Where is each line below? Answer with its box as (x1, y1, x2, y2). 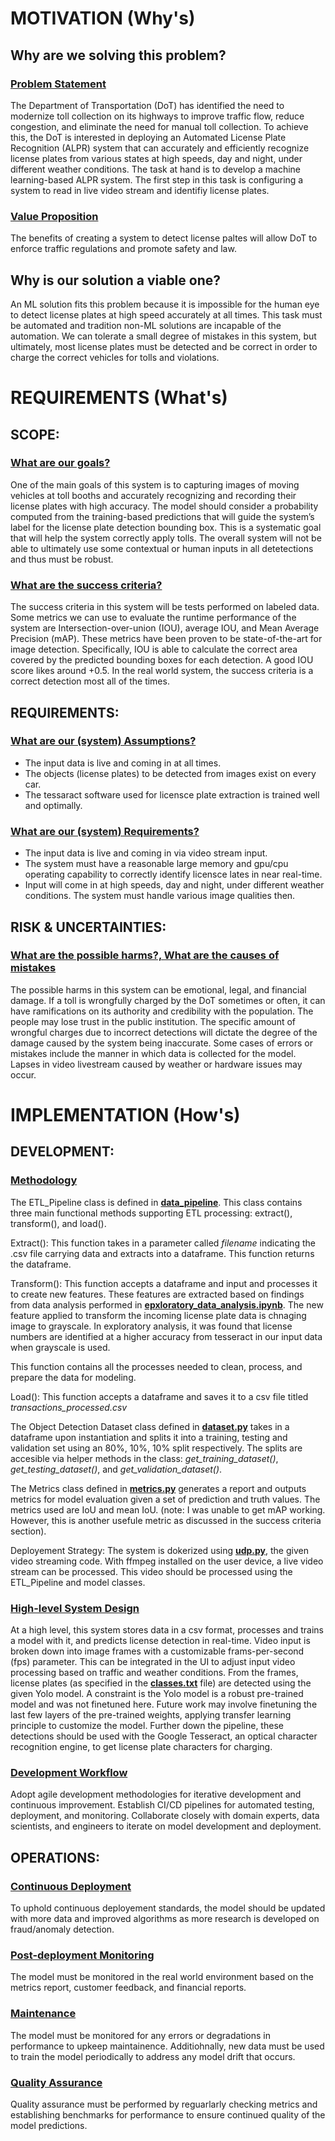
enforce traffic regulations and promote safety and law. (10, 243, 237, 255)
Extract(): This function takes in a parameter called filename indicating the (10, 1237, 316, 1249)
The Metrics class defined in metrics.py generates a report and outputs (10, 1482, 307, 1494)
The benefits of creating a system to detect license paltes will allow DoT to (10, 232, 318, 244)
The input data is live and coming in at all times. (24, 757, 222, 769)
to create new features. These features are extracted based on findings (10, 1288, 305, 1300)
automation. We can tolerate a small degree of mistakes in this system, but (10, 330, 317, 342)
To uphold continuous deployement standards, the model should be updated (10, 1902, 326, 1914)
